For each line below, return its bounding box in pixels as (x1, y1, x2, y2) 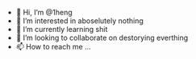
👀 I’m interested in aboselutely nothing (15, 16, 144, 26)
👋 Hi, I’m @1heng (15, 8, 73, 17)
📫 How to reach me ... (15, 42, 91, 51)
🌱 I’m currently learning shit (15, 25, 108, 33)
